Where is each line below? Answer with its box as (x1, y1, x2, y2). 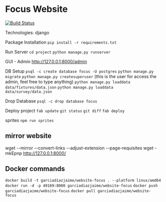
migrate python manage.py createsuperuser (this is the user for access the (5, 73, 157, 79)
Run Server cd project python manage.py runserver (5, 49, 111, 55)
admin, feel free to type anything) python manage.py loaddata (5, 79, 131, 85)
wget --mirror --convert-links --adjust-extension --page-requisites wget (5, 145, 154, 151)
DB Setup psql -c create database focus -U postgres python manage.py (5, 68, 154, 74)
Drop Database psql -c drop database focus (5, 98, 97, 104)
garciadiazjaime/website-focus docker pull (5, 188, 96, 194)
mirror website (5, 132, 52, 140)
